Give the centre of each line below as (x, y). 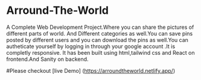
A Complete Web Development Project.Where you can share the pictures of (100, 27)
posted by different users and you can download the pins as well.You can (97, 40)
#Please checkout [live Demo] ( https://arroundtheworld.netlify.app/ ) (91, 70)
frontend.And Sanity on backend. (47, 59)
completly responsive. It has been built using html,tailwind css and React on (101, 52)
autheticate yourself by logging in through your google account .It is (91, 46)
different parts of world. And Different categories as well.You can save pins (100, 33)
